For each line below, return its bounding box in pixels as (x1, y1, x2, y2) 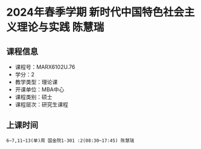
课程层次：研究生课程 (14, 101, 68, 108)
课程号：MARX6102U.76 (14, 64, 75, 70)
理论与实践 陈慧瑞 (17, 20, 104, 34)
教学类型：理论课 (14, 79, 58, 85)
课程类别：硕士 (14, 94, 53, 100)
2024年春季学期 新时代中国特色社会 (6, 5, 185, 19)
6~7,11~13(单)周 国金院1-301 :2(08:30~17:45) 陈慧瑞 (6, 138, 135, 144)
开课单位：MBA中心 (14, 86, 65, 93)
